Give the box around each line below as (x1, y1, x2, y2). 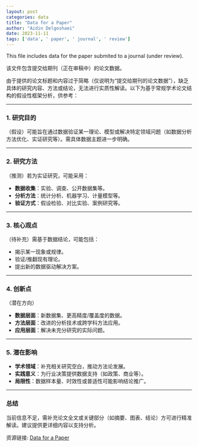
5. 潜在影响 (6, 348, 38, 357)
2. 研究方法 (6, 157, 38, 166)
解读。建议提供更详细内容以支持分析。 (6, 421, 99, 429)
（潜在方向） (6, 299, 37, 306)
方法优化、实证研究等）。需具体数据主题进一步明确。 (6, 135, 133, 142)
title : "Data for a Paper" (6, 20, 72, 25)
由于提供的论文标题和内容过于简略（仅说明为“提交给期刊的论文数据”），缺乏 (6, 77, 189, 84)
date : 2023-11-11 (6, 31, 49, 37)
